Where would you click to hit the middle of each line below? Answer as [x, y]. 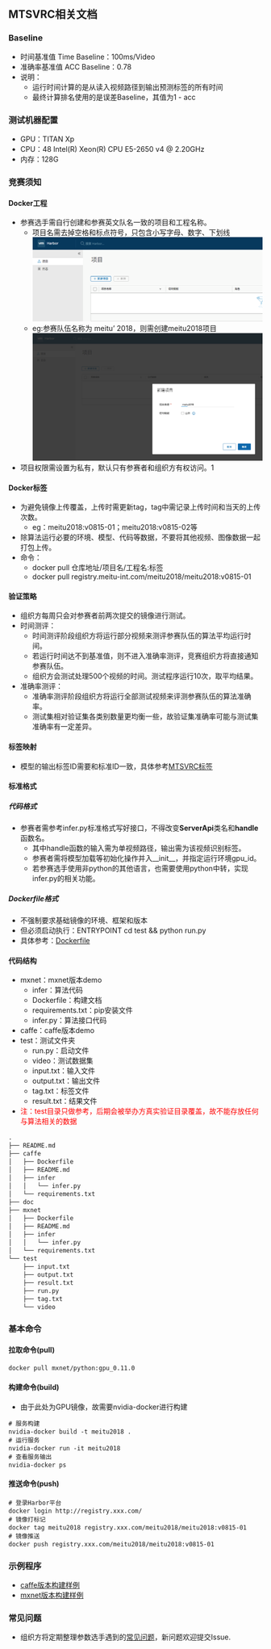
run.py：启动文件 [60, 1051]
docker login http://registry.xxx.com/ [75, 1511]
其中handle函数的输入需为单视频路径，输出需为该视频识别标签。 [139, 848]
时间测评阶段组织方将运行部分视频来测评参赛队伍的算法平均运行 [138, 636]
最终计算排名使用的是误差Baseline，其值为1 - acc [114, 97]
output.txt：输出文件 [66, 1081]
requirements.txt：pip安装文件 [82, 1010]
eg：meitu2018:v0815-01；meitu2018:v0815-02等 [115, 527]
